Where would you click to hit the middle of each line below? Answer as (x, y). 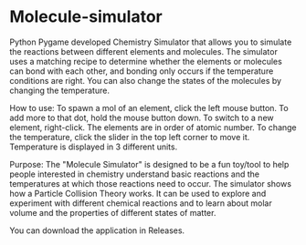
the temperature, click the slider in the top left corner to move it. (130, 137)
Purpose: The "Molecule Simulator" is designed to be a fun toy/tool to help (149, 164)
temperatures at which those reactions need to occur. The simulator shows (151, 183)
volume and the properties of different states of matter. (113, 212)
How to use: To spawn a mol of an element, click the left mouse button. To (149, 107)
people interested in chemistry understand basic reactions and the (135, 174)
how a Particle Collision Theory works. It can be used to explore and (138, 193)
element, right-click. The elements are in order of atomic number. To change (153, 127)
